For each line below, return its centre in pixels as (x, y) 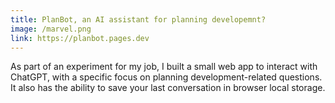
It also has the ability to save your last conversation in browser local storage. (168, 88)
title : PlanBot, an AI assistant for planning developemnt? (138, 19)
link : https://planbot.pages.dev (80, 38)
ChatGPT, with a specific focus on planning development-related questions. (166, 77)
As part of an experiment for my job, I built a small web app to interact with (164, 67)
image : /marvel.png (51, 29)
